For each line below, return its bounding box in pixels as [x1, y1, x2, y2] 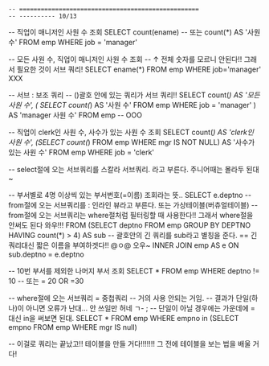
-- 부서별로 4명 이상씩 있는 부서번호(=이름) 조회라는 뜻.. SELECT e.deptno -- [8, 191, 251, 199]
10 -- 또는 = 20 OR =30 [8, 276, 84, 286]
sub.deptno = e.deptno [8, 249, 84, 259]
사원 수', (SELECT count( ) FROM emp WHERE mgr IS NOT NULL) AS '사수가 [8, 138, 255, 146]
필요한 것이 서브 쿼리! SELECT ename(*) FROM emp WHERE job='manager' [16, 64, 262, 74]
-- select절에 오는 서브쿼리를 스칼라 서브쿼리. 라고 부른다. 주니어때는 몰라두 [8, 165, 245, 174]
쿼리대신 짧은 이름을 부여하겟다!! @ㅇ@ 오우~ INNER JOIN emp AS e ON [8, 241, 239, 250]
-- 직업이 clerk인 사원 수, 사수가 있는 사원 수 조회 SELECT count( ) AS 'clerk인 [8, 127, 255, 137]
